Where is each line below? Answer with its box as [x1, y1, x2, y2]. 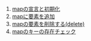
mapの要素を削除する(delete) [11, 20, 85, 27]
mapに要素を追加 [11, 13, 55, 20]
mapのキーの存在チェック [11, 28, 77, 35]
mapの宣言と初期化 [11, 5, 60, 12]
